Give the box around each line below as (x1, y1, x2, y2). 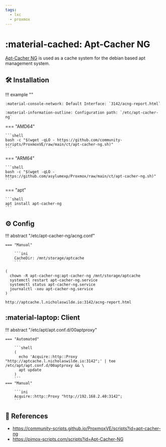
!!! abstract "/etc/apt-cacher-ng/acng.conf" (5, 232, 96, 238)
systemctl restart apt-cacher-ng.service (10, 278, 98, 283)
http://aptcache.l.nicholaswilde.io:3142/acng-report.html (5, 299, 132, 305)
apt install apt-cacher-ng (5, 201, 62, 207)
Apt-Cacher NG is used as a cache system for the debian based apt (5, 55, 146, 61)
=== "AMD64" (5, 123, 35, 130)
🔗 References (5, 412, 48, 421)
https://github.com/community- (57, 138, 123, 143)
